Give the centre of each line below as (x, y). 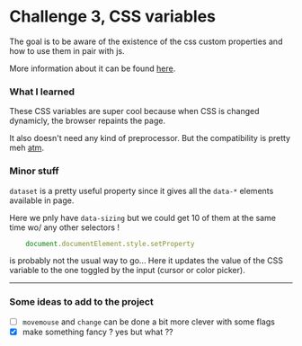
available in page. (42, 200)
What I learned (42, 92)
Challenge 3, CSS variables (113, 17)
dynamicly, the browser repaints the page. (88, 121)
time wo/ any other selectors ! (64, 227)
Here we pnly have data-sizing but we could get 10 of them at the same (143, 217)
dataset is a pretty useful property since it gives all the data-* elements (142, 191)
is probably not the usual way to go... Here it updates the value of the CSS (146, 261)
